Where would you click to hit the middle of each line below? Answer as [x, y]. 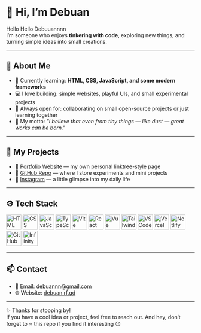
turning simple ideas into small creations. [57, 41]
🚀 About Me [28, 66]
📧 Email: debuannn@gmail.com [53, 286]
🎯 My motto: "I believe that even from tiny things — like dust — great [99, 121]
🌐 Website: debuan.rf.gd [45, 293]
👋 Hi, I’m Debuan [48, 12]
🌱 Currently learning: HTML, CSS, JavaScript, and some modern [95, 80]
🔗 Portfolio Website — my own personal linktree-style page [88, 166]
